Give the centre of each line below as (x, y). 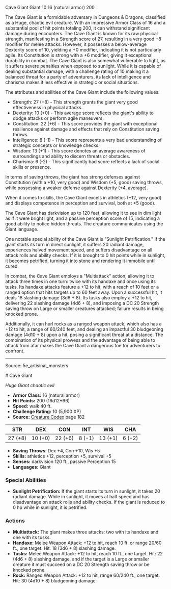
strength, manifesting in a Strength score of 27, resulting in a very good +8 (83, 39)
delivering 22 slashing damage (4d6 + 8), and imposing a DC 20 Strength (82, 303)
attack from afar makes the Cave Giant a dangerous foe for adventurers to (83, 345)
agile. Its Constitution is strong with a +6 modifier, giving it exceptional (79, 55)
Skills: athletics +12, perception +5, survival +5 (62, 456)
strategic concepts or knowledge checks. (56, 145)
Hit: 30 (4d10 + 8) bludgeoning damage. (55, 580)
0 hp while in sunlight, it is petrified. (50, 507)
